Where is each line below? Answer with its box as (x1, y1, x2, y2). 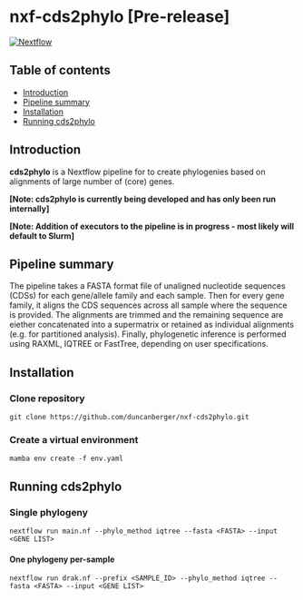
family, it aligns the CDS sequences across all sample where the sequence (9, 300, 288, 310)
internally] (9, 202, 50, 214)
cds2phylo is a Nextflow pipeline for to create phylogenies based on (9, 166, 266, 177)
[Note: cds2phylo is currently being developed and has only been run (9, 193, 277, 204)
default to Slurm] (9, 230, 75, 241)
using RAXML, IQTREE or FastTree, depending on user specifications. (9, 339, 269, 349)
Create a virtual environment (9, 433, 139, 446)
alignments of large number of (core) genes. (9, 175, 175, 187)
